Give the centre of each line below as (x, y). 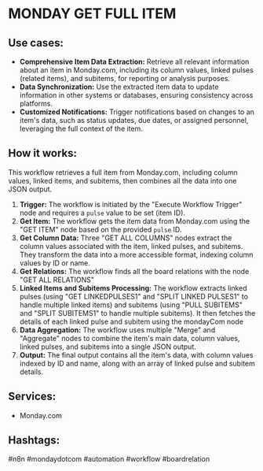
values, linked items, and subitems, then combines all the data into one (122, 180)
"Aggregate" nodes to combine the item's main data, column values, (130, 338)
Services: (32, 397)
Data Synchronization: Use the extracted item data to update (119, 87)
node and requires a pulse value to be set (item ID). (102, 213)
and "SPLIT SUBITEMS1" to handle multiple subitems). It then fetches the (137, 313)
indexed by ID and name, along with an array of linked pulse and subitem (137, 363)
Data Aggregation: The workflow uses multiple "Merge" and (117, 330)
